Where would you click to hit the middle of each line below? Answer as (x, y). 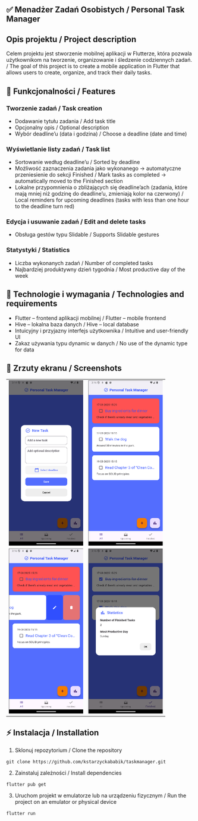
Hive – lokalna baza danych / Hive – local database (77, 324)
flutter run (21, 813)
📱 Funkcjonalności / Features (61, 91)
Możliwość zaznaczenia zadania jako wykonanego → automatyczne (98, 168)
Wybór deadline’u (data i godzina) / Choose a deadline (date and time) (101, 134)
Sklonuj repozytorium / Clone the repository (68, 750)
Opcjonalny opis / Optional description (62, 127)
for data (24, 350)
